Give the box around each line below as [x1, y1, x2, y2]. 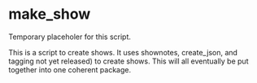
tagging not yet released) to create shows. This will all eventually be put [8, 56, 249, 66]
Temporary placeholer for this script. [8, 32, 132, 41]
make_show [8, 5, 91, 24]
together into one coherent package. [8, 64, 132, 74]
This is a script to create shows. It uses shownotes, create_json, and [8, 47, 238, 57]
